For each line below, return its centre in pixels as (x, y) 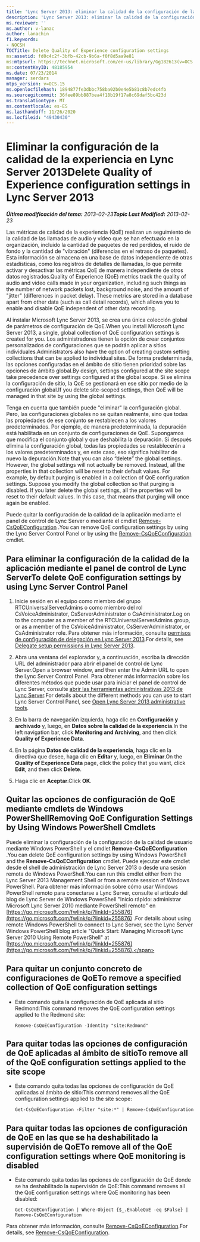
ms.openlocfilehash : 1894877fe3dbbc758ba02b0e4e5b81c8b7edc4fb (86, 90)
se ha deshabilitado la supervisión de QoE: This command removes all (100, 1186)
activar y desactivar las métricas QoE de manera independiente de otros (95, 270)
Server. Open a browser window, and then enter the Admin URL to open (102, 670)
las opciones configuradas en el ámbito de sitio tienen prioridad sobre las (96, 365)
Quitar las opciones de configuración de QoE (91, 799)
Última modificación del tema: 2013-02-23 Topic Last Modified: (86, 214)
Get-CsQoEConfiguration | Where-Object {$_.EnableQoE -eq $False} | (101, 1210)
